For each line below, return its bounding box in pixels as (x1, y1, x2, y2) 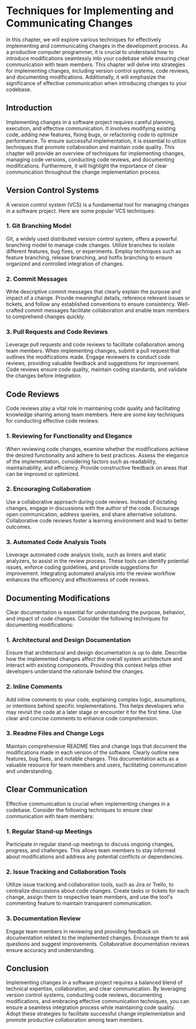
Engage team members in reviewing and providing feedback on (6, 927, 159, 934)
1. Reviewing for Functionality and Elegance (6, 432, 133, 440)
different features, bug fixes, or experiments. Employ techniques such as (6, 248, 181, 255)
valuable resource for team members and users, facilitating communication (6, 761, 187, 768)
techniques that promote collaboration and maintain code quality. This (6, 143, 175, 150)
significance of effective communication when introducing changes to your (6, 79, 187, 86)
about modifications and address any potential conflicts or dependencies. (6, 853, 184, 860)
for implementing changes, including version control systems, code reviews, (6, 67, 190, 74)
